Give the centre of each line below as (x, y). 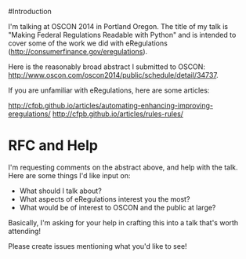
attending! (25, 231)
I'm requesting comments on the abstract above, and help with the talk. (123, 167)
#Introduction (30, 11)
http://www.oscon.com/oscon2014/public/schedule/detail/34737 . (114, 75)
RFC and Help (53, 146)
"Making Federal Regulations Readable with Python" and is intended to (122, 35)
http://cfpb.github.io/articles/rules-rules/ (118, 114)
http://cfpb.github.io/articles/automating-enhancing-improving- (111, 106)
